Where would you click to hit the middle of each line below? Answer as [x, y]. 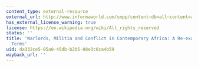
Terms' [19, 44]
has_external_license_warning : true [51, 22]
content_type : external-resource [47, 11]
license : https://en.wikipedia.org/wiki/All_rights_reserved [83, 28]
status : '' [19, 33]
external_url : [24, 17]
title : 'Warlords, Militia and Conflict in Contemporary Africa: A [91, 38]
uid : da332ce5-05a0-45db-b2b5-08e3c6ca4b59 [60, 50]
